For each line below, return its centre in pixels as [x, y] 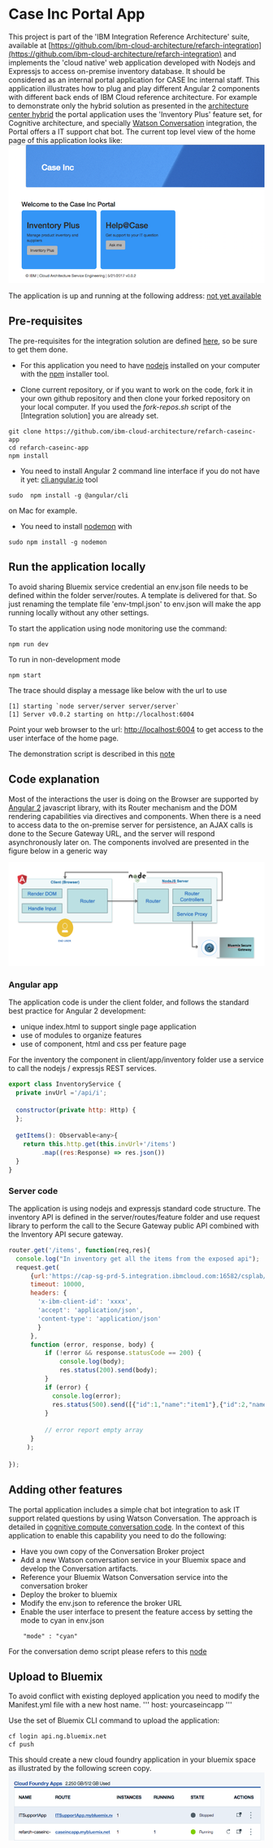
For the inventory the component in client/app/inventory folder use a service [136, 1060]
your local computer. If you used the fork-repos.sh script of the [126, 406]
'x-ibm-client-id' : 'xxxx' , [85, 1302]
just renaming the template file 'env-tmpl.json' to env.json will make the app [135, 604]
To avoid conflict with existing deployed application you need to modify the [134, 1696]
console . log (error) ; [87, 1396]
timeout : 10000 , [57, 1285]
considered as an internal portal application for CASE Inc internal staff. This [134, 80]
